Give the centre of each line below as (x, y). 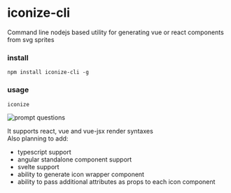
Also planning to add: (38, 138)
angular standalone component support (75, 159)
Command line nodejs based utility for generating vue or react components (115, 32)
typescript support (44, 152)
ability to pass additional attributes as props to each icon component (116, 181)
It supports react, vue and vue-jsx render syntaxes (80, 131)
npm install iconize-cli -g (48, 72)
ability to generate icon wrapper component (81, 174)
